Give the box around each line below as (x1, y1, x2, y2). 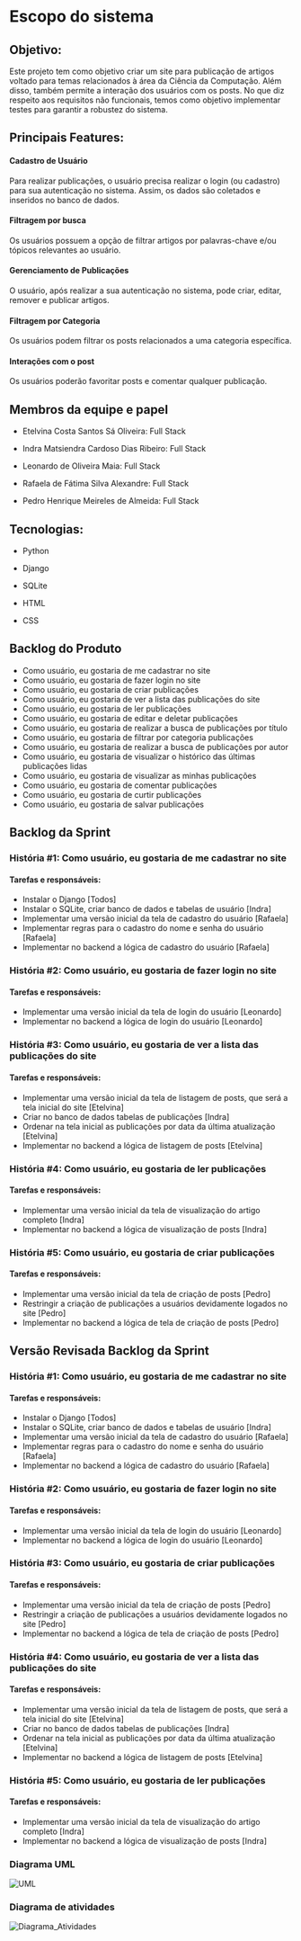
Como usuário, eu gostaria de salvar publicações (22, 799, 205, 809)
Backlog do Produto (9, 641, 122, 657)
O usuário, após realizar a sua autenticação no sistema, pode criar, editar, (9, 285, 282, 296)
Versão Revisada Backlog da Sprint (9, 1343, 209, 1359)
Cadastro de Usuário (9, 155, 88, 165)
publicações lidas (22, 760, 88, 771)
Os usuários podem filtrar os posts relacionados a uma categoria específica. (9, 335, 292, 346)
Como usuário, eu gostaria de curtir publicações (22, 789, 202, 800)
